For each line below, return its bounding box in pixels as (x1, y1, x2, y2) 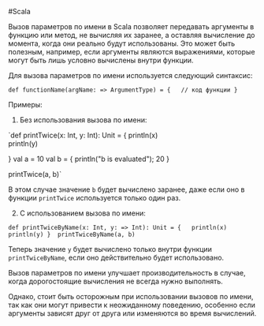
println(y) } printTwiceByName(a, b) (8, 230, 136, 238)
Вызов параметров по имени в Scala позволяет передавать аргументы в (8, 22, 255, 31)
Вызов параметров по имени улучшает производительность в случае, (8, 268, 246, 277)
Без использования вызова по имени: (19, 115, 147, 125)
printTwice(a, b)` (8, 170, 61, 178)
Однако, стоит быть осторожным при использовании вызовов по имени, (8, 292, 254, 301)
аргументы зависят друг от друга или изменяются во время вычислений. (8, 309, 257, 318)
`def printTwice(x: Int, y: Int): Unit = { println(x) (8, 130, 158, 140)
